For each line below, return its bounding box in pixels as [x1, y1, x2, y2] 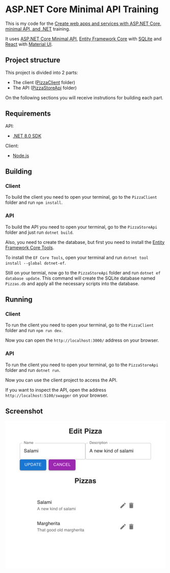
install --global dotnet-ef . [5, 260, 66, 266]
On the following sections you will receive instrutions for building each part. [5, 94, 164, 100]
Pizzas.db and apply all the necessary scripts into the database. [5, 280, 139, 286]
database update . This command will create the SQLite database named [5, 275, 155, 281]
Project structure [5, 56, 61, 65]
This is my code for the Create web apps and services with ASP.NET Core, [5, 20, 162, 26]
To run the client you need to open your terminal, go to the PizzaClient [5, 322, 154, 328]
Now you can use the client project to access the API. [5, 377, 118, 383]
